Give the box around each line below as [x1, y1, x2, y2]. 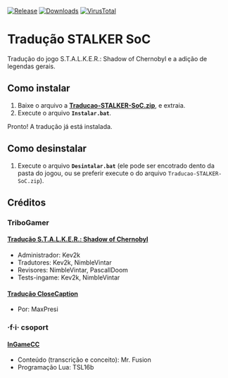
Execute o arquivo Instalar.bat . [17, 108, 111, 117]
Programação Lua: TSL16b [17, 363, 94, 372]
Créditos [7, 196, 46, 208]
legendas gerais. [7, 62, 56, 70]
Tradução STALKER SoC [7, 32, 151, 47]
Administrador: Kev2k [17, 251, 81, 260]
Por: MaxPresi [17, 305, 58, 313]
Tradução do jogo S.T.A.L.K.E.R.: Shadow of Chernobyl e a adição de [7, 54, 208, 63]
